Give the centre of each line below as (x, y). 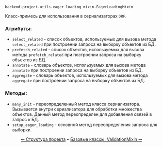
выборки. (22, 129)
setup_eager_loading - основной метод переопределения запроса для (85, 125)
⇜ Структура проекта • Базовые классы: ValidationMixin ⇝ (81, 139)
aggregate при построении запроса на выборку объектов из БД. (78, 81)
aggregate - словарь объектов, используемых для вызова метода (80, 75)
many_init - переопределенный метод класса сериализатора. (76, 104)
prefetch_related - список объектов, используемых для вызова (78, 50)
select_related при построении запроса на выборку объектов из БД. (84, 44)
